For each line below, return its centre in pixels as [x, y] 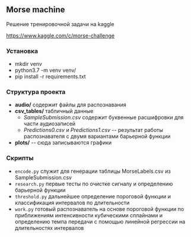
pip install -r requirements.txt [50, 77]
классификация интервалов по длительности [72, 203]
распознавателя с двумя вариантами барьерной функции [97, 137]
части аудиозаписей [50, 124]
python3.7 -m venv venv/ [45, 70]
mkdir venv [28, 64]
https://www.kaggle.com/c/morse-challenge [60, 36]
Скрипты [20, 158]
